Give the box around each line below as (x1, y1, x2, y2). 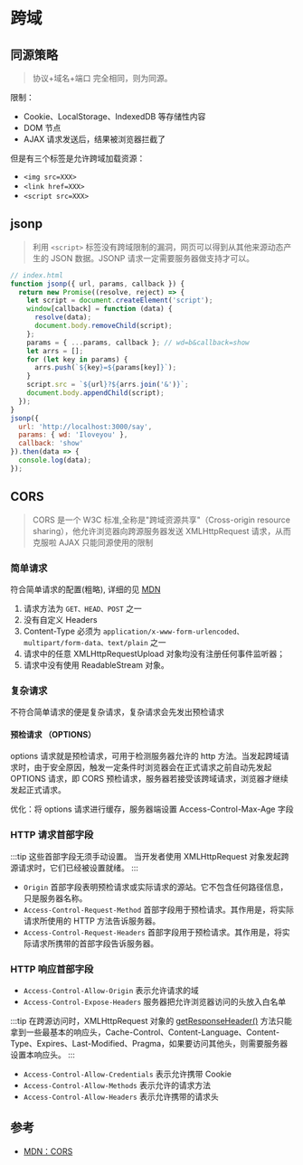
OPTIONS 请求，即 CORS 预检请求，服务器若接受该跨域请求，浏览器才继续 (10, 774, 289, 784)
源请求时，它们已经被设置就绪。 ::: (10, 862, 139, 873)
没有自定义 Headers (23, 614, 98, 625)
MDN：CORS (23, 1145, 73, 1157)
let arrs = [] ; (26, 346, 84, 355)
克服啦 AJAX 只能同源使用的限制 (32, 537, 154, 548)
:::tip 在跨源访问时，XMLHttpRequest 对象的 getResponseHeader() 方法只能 (10, 1016, 293, 1027)
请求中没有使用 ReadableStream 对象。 (23, 659, 170, 670)
